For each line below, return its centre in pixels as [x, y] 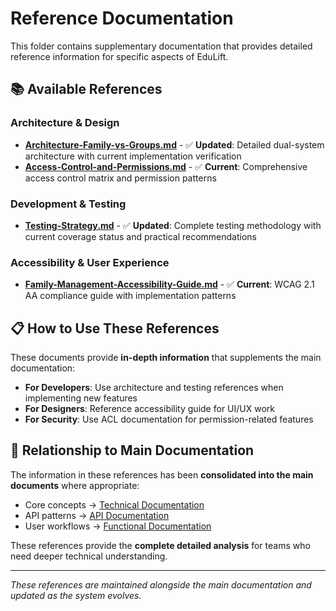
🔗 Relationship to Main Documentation [132, 450]
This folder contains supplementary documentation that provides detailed [161, 46]
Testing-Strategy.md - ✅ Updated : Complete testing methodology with [173, 225]
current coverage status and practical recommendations [140, 236]
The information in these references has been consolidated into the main [162, 474]
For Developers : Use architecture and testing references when [154, 388]
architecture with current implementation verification [133, 156]
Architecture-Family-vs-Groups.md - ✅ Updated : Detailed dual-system [174, 144]
